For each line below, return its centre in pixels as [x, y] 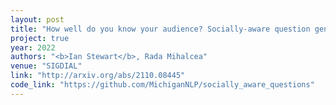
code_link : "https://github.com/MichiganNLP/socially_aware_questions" [162, 85]
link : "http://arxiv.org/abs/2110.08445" [98, 76]
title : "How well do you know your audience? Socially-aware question [160, 29]
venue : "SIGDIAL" [46, 66]
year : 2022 [33, 47]
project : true [40, 38]
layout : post [37, 19]
